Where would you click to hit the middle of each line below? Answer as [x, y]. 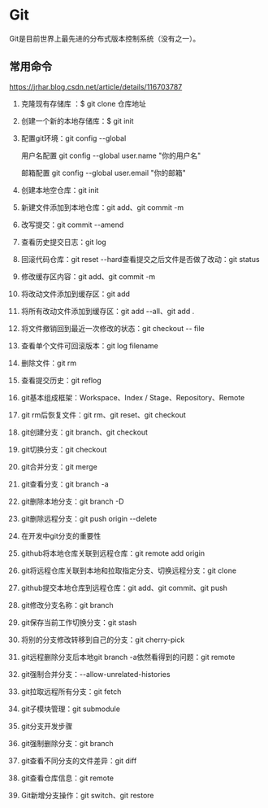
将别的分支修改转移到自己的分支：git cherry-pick [103, 640]
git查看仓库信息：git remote [67, 778]
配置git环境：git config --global [73, 138]
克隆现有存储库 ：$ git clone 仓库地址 [84, 103]
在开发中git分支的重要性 [61, 535]
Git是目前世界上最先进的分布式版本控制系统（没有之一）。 [105, 38]
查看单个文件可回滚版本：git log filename [90, 345]
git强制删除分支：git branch [67, 743]
